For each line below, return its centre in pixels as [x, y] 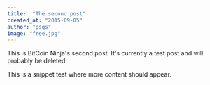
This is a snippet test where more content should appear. [89, 74]
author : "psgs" [29, 27]
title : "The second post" [47, 14]
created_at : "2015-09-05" [45, 20]
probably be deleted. [37, 61]
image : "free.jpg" [34, 33]
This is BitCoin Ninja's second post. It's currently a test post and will [105, 53]
